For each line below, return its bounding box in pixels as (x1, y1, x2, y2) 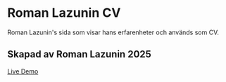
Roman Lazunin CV (7, 5, 121, 21)
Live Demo (7, 67, 39, 75)
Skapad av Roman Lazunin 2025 (7, 48, 151, 60)
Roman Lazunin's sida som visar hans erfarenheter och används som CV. (7, 28, 220, 36)
